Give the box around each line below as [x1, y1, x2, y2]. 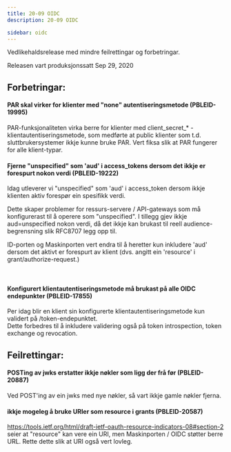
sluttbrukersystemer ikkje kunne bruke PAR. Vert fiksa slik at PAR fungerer [7, 138, 218, 146]
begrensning [7, 227, 43, 235]
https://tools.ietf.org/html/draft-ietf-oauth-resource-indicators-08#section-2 [7, 423, 224, 431]
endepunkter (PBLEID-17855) [7, 291, 93, 300]
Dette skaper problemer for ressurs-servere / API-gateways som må [7, 205, 201, 213]
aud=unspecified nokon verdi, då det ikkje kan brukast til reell [7, 219, 183, 228]
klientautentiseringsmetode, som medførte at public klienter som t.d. [7, 131, 201, 139]
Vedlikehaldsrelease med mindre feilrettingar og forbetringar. [7, 48, 181, 56]
